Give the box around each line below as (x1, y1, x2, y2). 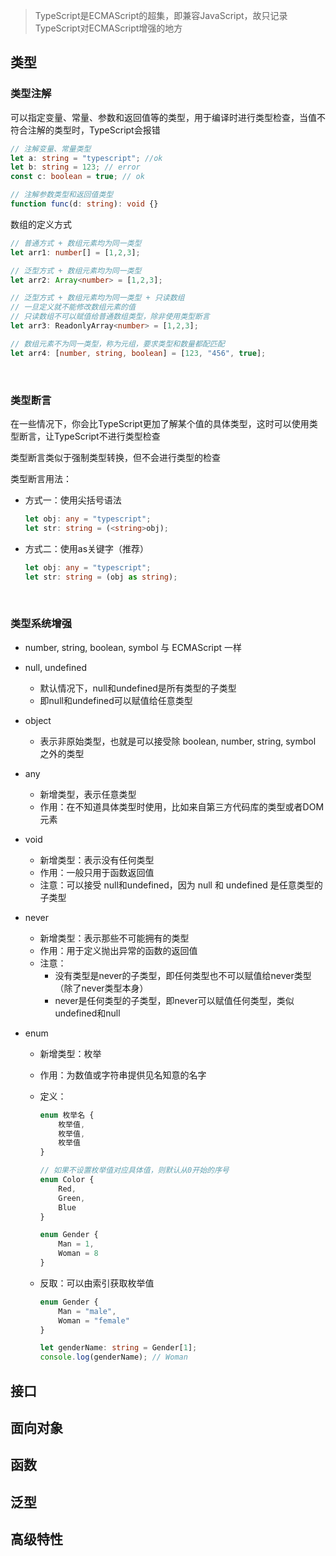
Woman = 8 (58, 1249, 99, 1259)
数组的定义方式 (10, 218, 72, 230)
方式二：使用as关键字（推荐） (24, 542, 150, 554)
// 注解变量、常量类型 (10, 144, 92, 154)
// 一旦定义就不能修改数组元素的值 (10, 302, 136, 313)
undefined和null (54, 1007, 121, 1019)
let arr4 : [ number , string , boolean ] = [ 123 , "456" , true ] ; (10, 348, 267, 358)
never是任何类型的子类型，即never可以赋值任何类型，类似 (54, 994, 295, 1006)
